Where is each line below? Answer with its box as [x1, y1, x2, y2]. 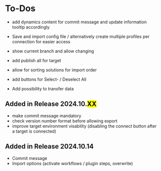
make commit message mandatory [12, 113, 81, 119]
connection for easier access [12, 38, 70, 44]
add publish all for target [12, 57, 62, 63]
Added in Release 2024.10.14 [5, 142, 94, 151]
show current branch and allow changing [12, 48, 95, 54]
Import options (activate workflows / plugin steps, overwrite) [12, 160, 133, 166]
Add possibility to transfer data [12, 85, 74, 91]
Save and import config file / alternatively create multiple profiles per [12, 34, 150, 39]
